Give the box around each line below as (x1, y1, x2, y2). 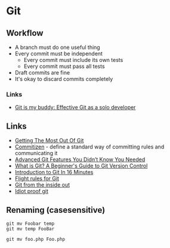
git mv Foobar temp (6, 221, 55, 227)
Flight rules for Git (14, 175, 60, 182)
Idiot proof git (14, 188, 49, 195)
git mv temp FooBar (6, 225, 55, 232)
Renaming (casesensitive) (6, 204, 106, 215)
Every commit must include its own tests (23, 57, 123, 63)
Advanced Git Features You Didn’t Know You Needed (14, 156, 146, 163)
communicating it (14, 150, 58, 157)
